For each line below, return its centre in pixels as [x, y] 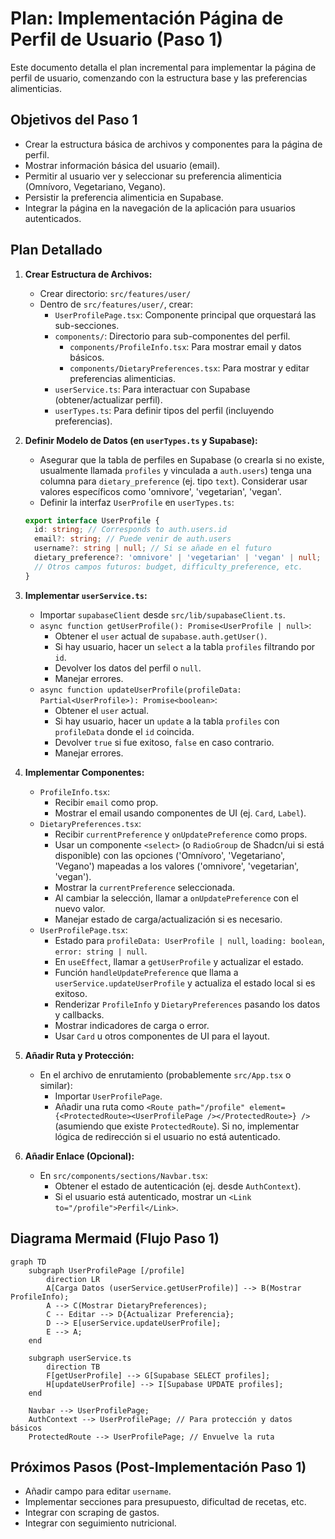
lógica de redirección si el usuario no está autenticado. [167, 1136]
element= [267, 1107]
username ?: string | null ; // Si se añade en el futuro [153, 548]
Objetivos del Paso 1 [74, 120]
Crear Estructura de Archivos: [88, 274]
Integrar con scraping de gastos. [92, 1513]
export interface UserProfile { [92, 520]
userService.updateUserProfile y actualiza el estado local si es [185, 983]
